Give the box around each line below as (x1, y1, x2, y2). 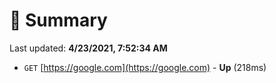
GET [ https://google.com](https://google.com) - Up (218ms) (23, 61, 267, 73)
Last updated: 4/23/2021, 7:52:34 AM (9, 42, 168, 54)
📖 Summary (9, 9, 108, 32)
